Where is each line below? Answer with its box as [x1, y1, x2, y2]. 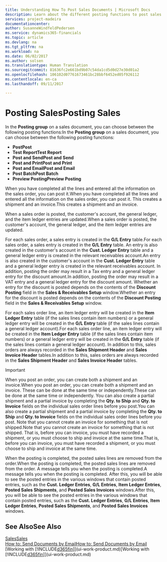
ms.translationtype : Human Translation [5, 63, 88, 68]
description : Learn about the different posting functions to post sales [5, 12, 162, 17]
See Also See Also [5, 522, 61, 531]
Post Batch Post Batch [12, 170, 59, 176]
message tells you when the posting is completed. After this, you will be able [5, 471, 163, 477]
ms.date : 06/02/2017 [5, 53, 48, 59]
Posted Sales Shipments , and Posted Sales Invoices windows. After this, [5, 487, 156, 493]
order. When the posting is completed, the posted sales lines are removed [5, 460, 156, 466]
